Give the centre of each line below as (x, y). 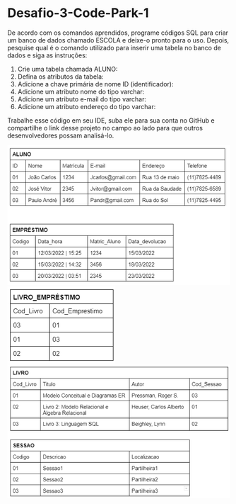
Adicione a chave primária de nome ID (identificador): (96, 84)
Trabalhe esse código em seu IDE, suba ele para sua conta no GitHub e (111, 120)
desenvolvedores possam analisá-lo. (61, 135)
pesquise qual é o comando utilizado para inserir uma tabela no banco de (114, 47)
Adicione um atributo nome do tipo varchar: (81, 91)
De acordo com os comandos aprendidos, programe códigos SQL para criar (118, 33)
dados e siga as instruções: (47, 55)
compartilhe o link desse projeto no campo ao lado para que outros (105, 128)
